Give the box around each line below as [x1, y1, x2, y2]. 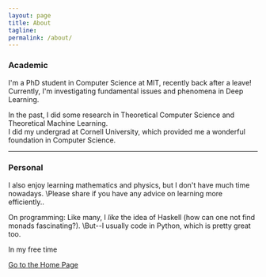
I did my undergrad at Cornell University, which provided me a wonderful [8, 127, 245, 136]
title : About [8, 19, 51, 27]
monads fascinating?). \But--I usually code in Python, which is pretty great [8, 221, 251, 230]
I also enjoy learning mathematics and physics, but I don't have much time [8, 180, 250, 190]
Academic [8, 60, 49, 71]
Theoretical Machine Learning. [8, 118, 108, 127]
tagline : [8, 26, 37, 34]
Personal [8, 162, 44, 173]
